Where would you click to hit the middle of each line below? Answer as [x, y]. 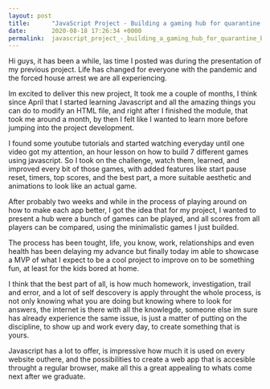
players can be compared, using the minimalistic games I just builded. [124, 227]
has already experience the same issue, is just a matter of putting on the [128, 318]
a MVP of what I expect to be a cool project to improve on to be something [131, 260]
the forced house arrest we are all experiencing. [88, 78]
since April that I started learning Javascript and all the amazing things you [132, 102]
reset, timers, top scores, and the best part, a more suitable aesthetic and [130, 178]
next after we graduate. [47, 377]
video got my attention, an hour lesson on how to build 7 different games [129, 152]
